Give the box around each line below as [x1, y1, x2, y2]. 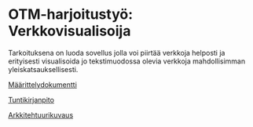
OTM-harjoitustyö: [8, 5, 134, 24]
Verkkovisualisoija [8, 22, 131, 40]
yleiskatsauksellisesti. [8, 64, 79, 74]
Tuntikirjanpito [8, 95, 55, 104]
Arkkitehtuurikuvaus [8, 110, 74, 119]
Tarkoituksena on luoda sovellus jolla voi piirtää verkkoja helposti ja [8, 48, 225, 57]
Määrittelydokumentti [8, 80, 77, 89]
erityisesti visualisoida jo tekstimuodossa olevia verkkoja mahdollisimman [8, 56, 246, 66]
